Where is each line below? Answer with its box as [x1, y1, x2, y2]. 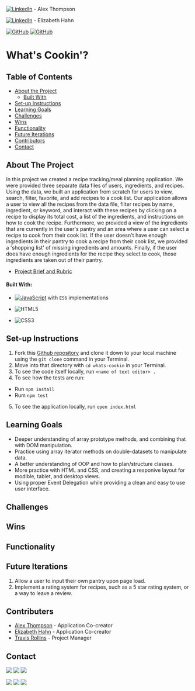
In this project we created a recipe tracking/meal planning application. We [6, 175, 183, 182]
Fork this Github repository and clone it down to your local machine [14, 349, 176, 356]
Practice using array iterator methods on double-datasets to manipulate [14, 448, 187, 455]
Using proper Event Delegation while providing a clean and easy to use [14, 479, 186, 486]
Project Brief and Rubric [14, 268, 72, 275]
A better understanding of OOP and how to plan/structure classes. [14, 460, 174, 467]
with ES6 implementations [47, 294, 109, 301]
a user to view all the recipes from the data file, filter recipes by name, [6, 201, 175, 208]
